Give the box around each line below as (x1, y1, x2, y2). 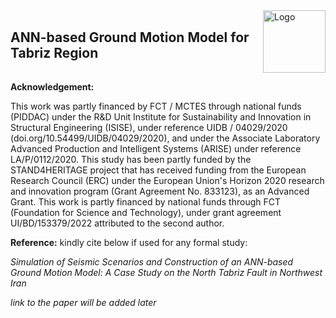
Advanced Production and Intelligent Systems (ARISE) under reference (10, 143, 302, 154)
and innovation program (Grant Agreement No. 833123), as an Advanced (10, 185, 310, 197)
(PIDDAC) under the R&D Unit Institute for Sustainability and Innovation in (10, 111, 312, 123)
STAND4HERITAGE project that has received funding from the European (10, 164, 307, 176)
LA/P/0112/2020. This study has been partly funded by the (10, 154, 252, 165)
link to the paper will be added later (10, 297, 157, 308)
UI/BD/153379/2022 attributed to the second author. (10, 217, 225, 229)
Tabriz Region (10, 44, 99, 61)
